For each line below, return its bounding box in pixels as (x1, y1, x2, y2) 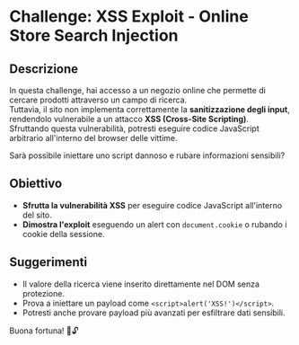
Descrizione (9, 61, 79, 76)
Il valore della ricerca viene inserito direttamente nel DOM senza (22, 279, 260, 289)
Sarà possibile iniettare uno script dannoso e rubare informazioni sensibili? (9, 150, 286, 161)
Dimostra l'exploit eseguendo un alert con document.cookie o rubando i (22, 218, 287, 230)
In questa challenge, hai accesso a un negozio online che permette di (9, 85, 267, 95)
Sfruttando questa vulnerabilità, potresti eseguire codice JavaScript (9, 123, 259, 134)
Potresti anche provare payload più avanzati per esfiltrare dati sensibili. (22, 307, 286, 318)
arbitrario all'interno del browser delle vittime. (9, 133, 178, 143)
